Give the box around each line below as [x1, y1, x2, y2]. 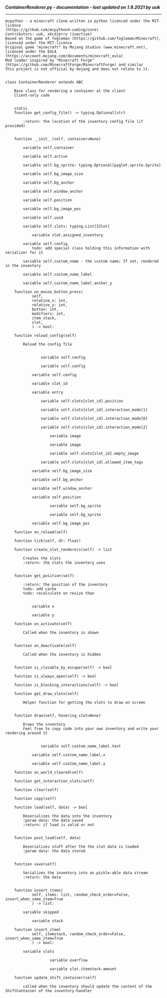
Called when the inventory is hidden [23, 652, 101, 657]
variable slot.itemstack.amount [49, 967, 117, 972]
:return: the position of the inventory [23, 582, 108, 587]
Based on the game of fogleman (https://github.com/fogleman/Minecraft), [5, 36, 162, 41]
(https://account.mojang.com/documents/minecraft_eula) [5, 53, 123, 58]
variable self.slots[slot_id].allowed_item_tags [40, 460, 143, 465]
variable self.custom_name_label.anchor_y [23, 281, 112, 286]
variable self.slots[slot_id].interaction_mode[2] [40, 425, 148, 430]
